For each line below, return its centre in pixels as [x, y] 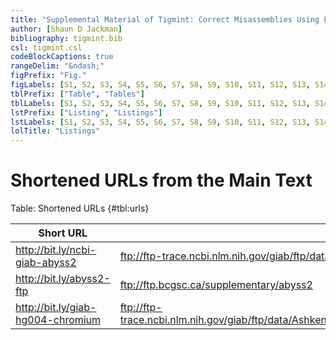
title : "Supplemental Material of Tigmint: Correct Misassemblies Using [165, 19]
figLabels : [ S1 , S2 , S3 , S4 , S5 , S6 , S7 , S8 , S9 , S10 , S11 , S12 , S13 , [160, 85]
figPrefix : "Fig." [48, 76]
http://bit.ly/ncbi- [56, 250]
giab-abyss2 [46, 263]
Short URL [63, 233]
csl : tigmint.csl [46, 47]
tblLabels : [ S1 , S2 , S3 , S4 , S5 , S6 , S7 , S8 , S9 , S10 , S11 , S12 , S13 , [160, 103]
